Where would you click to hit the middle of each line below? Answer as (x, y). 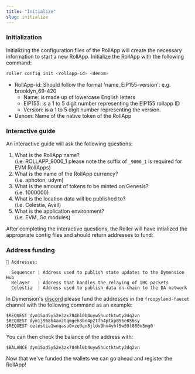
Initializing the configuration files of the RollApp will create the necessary (94, 50)
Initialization (24, 38)
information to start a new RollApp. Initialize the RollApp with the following (95, 56)
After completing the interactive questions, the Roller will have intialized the (97, 229)
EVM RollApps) (32, 167)
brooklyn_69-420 (35, 91)
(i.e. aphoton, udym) (39, 180)
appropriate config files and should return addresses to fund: (80, 234)
